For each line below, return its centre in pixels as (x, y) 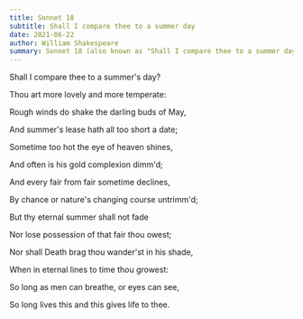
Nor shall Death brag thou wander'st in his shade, (101, 252)
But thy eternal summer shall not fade (79, 217)
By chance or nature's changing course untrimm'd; (104, 200)
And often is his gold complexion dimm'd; (87, 164)
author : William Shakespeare (64, 43)
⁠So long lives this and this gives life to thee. (90, 305)
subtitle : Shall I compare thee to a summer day (102, 26)
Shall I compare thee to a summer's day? (85, 77)
